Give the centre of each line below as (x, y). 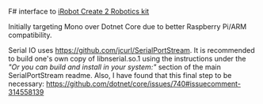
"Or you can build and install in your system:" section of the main (115, 67)
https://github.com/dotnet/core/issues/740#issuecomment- (144, 84)
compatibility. (30, 35)
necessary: (27, 84)
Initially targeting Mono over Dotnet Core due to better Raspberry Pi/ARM (128, 26)
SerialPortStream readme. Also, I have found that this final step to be (120, 75)
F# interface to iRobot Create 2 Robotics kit (79, 11)
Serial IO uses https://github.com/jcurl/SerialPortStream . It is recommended (131, 50)
